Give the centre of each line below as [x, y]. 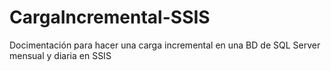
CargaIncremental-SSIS [110, 17]
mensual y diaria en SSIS [60, 55]
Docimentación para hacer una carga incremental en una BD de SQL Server [165, 45]
